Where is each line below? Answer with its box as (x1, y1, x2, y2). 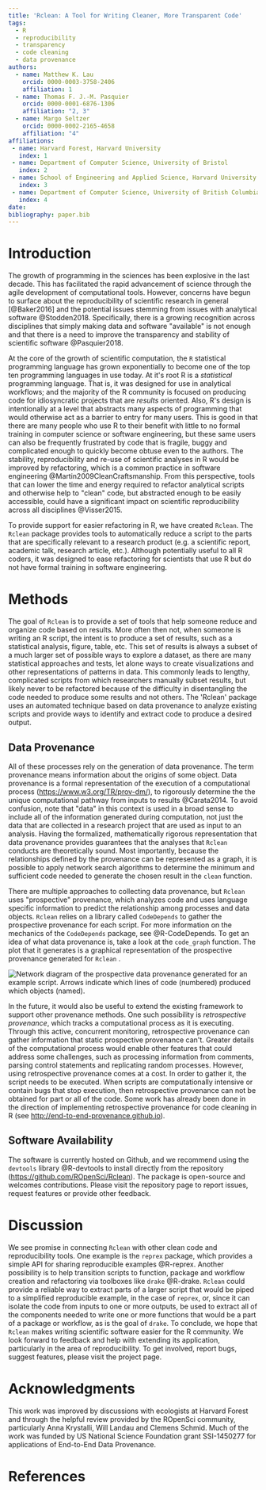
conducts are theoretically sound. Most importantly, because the (8, 846, 219, 855)
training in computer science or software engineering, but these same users (8, 430, 256, 439)
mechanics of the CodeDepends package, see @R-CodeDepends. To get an (8, 928, 249, 938)
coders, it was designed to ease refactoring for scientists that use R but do (8, 554, 252, 564)
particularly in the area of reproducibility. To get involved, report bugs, (8, 1343, 237, 1353)
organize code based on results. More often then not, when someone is (8, 625, 241, 635)
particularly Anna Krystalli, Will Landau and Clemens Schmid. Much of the (8, 1423, 249, 1432)
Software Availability (8, 1134, 113, 1148)
